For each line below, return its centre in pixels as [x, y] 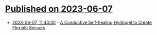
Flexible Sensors [29, 27]
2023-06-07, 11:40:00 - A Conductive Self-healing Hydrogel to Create [82, 22]
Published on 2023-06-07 [59, 9]
